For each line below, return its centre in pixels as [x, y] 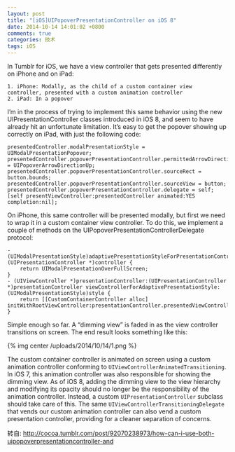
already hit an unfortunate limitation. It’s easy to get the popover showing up [117, 126]
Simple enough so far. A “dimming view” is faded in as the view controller [113, 324]
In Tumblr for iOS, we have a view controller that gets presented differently [115, 66]
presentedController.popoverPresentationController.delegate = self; [111, 190]
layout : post [26, 14]
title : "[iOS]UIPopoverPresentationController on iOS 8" [92, 20]
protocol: [20, 238]
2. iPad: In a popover [40, 99]
